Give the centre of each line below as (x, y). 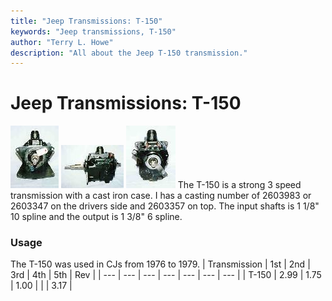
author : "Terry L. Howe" (62, 42)
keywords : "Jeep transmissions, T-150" (93, 31)
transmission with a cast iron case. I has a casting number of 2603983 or (161, 196)
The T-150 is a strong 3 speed (239, 185)
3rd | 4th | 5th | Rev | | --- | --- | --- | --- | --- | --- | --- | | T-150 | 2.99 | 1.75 (166, 275)
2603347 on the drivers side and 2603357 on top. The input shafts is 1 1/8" (165, 206)
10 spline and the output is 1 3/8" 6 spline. (96, 217)
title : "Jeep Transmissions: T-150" (86, 21)
